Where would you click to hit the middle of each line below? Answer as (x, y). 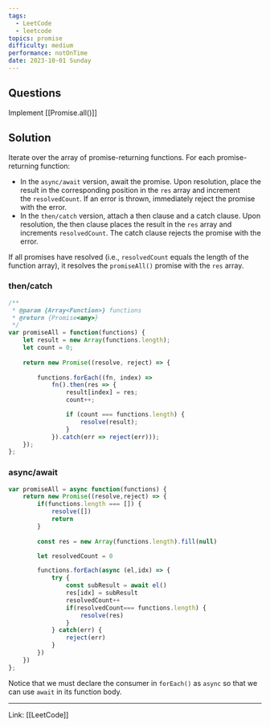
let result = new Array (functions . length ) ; (97, 340)
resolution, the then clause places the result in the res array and (126, 224)
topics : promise (35, 38)
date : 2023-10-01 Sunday (50, 61)
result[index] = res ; (102, 392)
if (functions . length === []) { (90, 504)
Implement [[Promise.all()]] (53, 113)
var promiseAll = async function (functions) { (88, 489)
